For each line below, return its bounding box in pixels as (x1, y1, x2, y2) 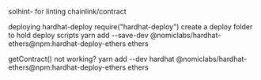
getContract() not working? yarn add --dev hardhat (8, 55, 175, 63)
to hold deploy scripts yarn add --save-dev (8, 31, 149, 40)
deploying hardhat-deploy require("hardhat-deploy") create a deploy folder (8, 22, 253, 31)
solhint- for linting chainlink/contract (8, 7, 127, 16)
